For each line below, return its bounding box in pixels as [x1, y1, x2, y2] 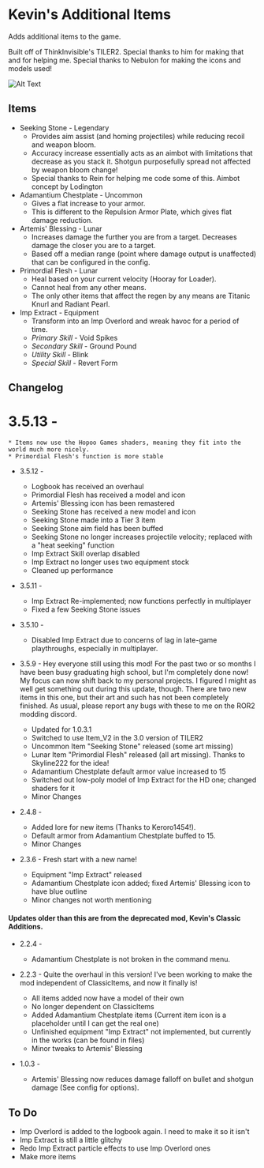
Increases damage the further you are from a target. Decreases [31, 232, 238, 242]
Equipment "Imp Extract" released [31, 870, 143, 880]
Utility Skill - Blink [31, 349, 89, 359]
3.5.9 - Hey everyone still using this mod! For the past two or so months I [19, 659, 256, 669]
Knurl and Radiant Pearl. [31, 299, 110, 309]
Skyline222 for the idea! [31, 759, 110, 768]
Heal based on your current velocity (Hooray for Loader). [31, 274, 217, 284]
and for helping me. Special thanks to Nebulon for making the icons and [8, 55, 242, 65]
